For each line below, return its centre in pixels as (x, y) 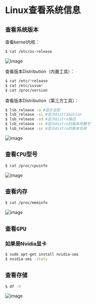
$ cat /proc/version (27, 90)
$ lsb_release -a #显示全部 (33, 110)
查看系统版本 (22, 30)
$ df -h (13, 286)
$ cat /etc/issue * (24, 86)
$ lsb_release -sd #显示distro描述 (41, 119)
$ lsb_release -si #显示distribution (44, 115)
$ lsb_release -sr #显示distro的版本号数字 (48, 124)
